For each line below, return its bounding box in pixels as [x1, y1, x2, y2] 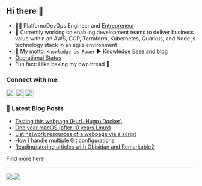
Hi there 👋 [6, 6, 44, 16]
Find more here [6, 155, 44, 163]
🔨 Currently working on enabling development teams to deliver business [14, 28, 194, 36]
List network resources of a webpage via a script [14, 131, 136, 138]
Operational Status [14, 54, 61, 61]
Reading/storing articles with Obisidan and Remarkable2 [14, 143, 155, 150]
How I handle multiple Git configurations [14, 137, 115, 144]
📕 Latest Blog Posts [6, 104, 64, 113]
